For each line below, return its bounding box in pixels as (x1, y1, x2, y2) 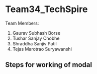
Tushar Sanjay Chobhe (12, 35, 60, 41)
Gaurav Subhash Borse (12, 30, 61, 36)
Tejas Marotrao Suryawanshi (12, 46, 72, 52)
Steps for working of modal (5, 60, 92, 69)
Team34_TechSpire (5, 4, 88, 15)
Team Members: (5, 20, 39, 26)
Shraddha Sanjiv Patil (12, 40, 57, 46)
